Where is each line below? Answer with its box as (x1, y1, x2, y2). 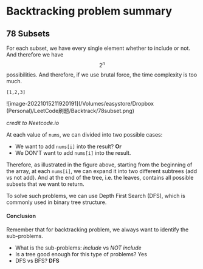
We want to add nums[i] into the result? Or (15, 143, 122, 150)
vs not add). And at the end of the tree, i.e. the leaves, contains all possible (6, 174, 194, 181)
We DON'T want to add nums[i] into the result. (15, 149, 131, 156)
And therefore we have (6, 51, 64, 58)
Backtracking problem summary (6, 4, 172, 18)
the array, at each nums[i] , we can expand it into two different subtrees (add (6, 167, 198, 174)
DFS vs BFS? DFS (15, 257, 60, 264)
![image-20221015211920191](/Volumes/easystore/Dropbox (6, 100, 154, 107)
